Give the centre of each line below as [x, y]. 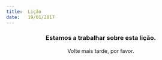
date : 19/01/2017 [31, 17]
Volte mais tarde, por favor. [101, 50]
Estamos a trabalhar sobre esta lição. [101, 38]
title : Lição [24, 12]
